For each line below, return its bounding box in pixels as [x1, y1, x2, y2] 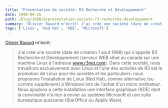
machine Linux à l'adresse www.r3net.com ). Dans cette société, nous [17, 60, 161, 66]
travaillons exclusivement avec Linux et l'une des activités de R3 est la [17, 65, 162, 71]
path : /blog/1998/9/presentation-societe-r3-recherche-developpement [5, 16, 153, 21]
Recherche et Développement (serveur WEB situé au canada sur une [17, 54, 159, 60]
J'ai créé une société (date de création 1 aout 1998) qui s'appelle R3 [17, 49, 157, 55]
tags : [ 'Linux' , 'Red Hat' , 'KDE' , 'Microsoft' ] [5, 26, 108, 31]
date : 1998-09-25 [5, 12, 41, 17]
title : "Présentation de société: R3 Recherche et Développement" [5, 7, 146, 12]
